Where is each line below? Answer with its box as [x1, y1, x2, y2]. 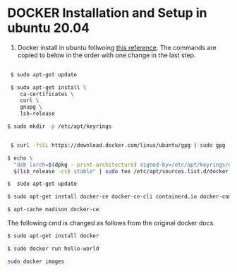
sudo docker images [7, 258, 65, 265]
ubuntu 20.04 [7, 20, 90, 36]
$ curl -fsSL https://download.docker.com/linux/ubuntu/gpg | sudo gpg [10, 141, 226, 149]
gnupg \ [20, 104, 42, 111]
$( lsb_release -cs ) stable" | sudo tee [13, 167, 131, 175]
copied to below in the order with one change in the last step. [17, 51, 196, 59]
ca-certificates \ [20, 90, 74, 97]
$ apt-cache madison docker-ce [7, 206, 99, 213]
